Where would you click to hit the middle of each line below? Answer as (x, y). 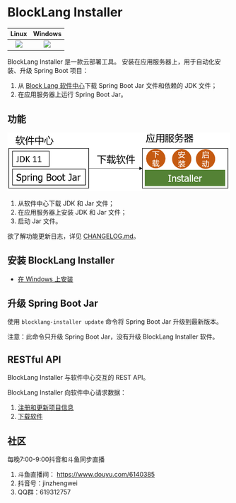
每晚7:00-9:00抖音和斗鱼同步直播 (56, 459)
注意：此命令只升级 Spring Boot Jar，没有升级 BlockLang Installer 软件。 (113, 337)
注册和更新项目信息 (46, 407)
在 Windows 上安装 (45, 279)
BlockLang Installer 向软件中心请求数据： (67, 392)
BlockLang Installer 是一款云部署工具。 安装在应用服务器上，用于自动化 (111, 62)
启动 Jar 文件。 (40, 221)
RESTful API (34, 360)
